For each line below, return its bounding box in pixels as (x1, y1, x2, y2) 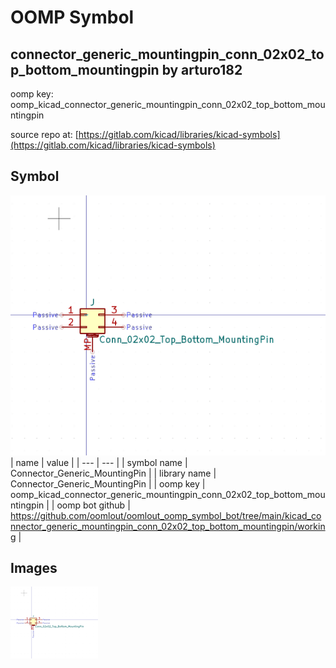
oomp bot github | (56, 499, 131, 511)
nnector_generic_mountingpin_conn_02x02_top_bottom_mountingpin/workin (10, 520, 326, 532)
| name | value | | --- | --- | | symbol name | (10, 456, 188, 468)
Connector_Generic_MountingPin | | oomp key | (10, 477, 206, 490)
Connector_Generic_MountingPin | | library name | (10, 467, 217, 479)
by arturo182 (161, 61, 243, 78)
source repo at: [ (10, 129, 79, 140)
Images (10, 560, 58, 576)
